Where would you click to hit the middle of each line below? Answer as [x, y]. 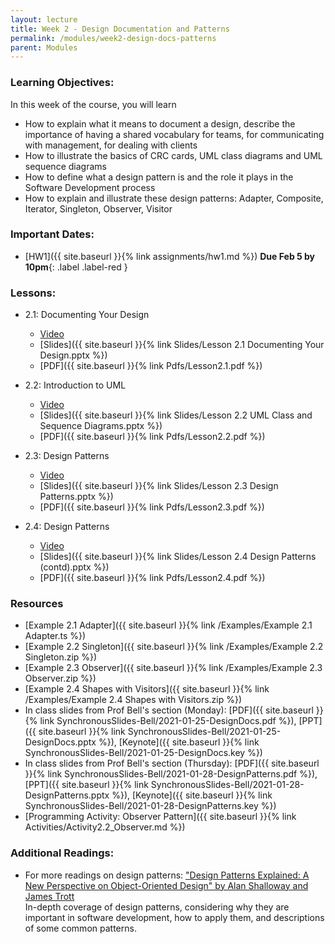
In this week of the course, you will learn [93, 104]
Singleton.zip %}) [61, 657]
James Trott [49, 896]
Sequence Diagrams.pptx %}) [101, 426]
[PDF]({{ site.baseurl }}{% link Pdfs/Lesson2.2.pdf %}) [152, 437]
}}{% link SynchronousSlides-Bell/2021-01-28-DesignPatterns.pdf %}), [171, 774]
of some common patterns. [80, 928]
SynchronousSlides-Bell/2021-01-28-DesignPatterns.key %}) [150, 806]
